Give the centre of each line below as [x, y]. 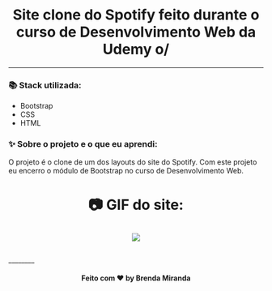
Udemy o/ [136, 49]
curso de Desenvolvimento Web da [136, 32]
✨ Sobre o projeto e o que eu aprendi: [83, 144]
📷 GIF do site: [136, 205]
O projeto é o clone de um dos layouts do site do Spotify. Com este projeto [133, 162]
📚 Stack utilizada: [45, 85]
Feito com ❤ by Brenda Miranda [136, 278]
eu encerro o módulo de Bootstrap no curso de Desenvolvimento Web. [126, 170]
